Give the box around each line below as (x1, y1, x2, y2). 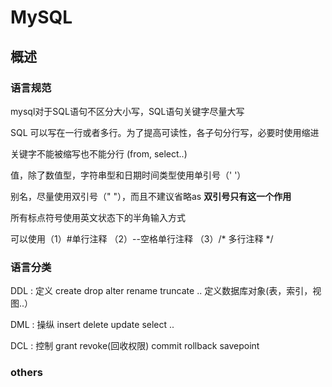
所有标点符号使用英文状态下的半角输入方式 (10, 211, 186, 223)
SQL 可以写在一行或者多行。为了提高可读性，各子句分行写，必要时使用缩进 (10, 126, 320, 138)
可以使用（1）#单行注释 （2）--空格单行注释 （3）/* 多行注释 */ (10, 232, 274, 245)
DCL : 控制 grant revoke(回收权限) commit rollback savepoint (10, 340, 260, 352)
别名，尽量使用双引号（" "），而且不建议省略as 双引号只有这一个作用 (10, 190, 292, 202)
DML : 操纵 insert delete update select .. (10, 319, 175, 331)
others (10, 366, 43, 380)
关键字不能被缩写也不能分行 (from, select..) (10, 147, 188, 160)
